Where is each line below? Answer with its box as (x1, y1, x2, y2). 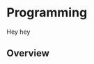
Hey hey (6, 28, 31, 36)
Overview (6, 47, 50, 59)
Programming (6, 5, 88, 21)
